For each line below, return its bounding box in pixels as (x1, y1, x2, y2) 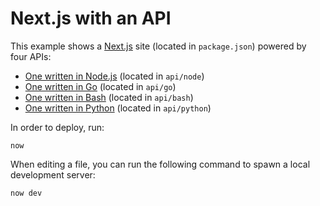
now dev (10, 188, 43, 198)
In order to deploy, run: (10, 121, 105, 133)
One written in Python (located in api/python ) (24, 102, 212, 114)
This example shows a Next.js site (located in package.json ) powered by (10, 40, 307, 52)
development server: (10, 168, 96, 181)
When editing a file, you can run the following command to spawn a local (10, 158, 311, 170)
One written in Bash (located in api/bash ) (24, 91, 194, 103)
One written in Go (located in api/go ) (24, 80, 177, 92)
